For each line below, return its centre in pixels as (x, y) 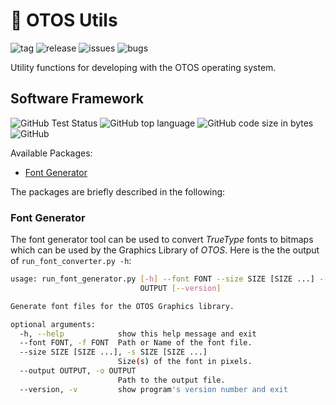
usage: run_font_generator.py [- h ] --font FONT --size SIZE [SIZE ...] (162, 279)
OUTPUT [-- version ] (180, 288)
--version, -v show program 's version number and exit (153, 389)
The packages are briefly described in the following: (118, 191)
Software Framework (77, 99)
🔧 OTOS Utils (64, 20)
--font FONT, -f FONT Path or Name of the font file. (136, 343)
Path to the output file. (171, 380)
